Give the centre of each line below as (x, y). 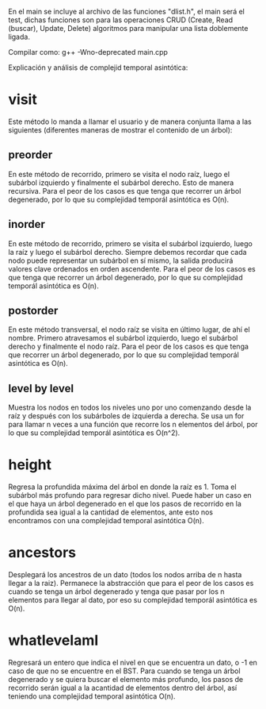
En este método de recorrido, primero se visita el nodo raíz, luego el (119, 174)
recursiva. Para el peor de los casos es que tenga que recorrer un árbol (125, 191)
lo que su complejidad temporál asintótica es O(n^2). (94, 433)
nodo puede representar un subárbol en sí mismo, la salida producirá (121, 260)
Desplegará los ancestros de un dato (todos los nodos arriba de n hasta (125, 575)
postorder (33, 310)
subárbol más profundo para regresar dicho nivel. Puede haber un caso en (130, 495)
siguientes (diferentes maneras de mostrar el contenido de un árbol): (120, 129)
